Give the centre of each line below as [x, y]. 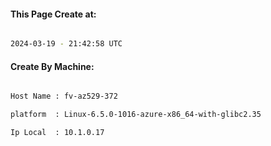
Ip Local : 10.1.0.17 [57, 133]
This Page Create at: [53, 14]
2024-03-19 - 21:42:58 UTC [66, 44]
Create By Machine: [52, 66]
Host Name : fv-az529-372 [64, 96]
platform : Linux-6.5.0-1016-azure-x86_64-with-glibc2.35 [136, 115]
